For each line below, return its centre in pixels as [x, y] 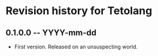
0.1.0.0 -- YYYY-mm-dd [51, 33]
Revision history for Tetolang [79, 11]
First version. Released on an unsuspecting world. [76, 47]
